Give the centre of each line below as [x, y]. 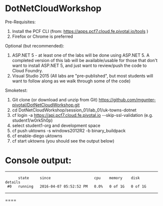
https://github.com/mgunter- [127, 99]
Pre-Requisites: [20, 22]
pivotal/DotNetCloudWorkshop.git [46, 105]
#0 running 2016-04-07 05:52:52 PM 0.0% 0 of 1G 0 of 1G [77, 186]
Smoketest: [16, 90]
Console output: [38, 161]
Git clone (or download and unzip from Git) [55, 99]
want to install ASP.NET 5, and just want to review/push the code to [79, 65]
